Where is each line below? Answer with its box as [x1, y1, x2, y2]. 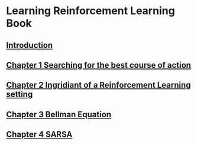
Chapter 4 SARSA [6, 130, 73, 140]
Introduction [6, 40, 53, 50]
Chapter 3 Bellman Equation [6, 109, 111, 119]
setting [6, 90, 33, 100]
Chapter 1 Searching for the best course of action [6, 60, 191, 70]
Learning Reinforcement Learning [6, 4, 176, 18]
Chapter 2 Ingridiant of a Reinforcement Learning [6, 80, 191, 90]
